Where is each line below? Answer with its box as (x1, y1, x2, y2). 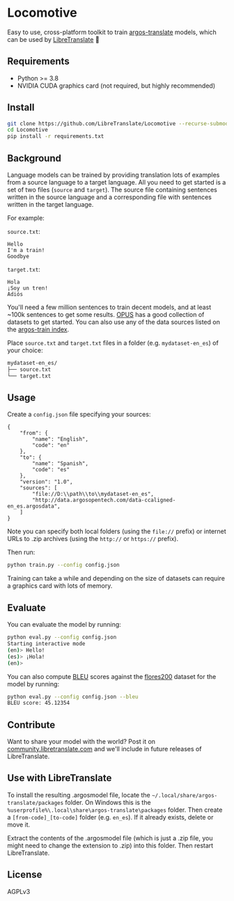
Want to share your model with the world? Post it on (7, 737, 155, 746)
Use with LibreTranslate (7, 772, 112, 784)
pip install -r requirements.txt (7, 133, 104, 140)
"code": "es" (32, 467, 70, 473)
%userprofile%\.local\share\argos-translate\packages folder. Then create (7, 806, 223, 814)
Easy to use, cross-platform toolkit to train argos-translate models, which (7, 28, 217, 36)
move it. (7, 820, 31, 829)
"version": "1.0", (19, 478, 73, 485)
